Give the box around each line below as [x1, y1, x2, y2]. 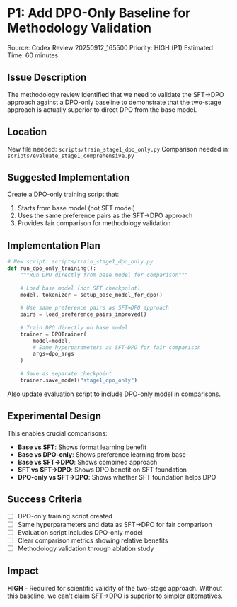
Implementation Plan [7, 239, 101, 251]
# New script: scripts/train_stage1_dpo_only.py [7, 259, 154, 266]
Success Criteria [7, 494, 83, 506]
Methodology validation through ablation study [17, 544, 154, 552]
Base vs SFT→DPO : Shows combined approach [17, 458, 158, 466]
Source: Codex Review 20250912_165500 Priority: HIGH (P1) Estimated [7, 43, 214, 52]
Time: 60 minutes [7, 51, 59, 59]
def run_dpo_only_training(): [7, 265, 97, 272]
